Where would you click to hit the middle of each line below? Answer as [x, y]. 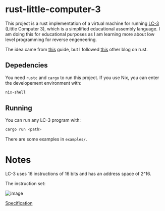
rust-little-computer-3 [53, 9]
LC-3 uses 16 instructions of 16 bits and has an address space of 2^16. [78, 174]
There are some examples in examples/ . [46, 139]
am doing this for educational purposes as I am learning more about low [80, 34]
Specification [19, 203]
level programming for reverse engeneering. [51, 40]
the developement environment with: [43, 83]
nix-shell [16, 92]
